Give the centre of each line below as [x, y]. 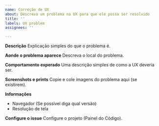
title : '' [15, 19]
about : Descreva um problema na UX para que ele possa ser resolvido [78, 14]
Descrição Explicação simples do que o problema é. [58, 46]
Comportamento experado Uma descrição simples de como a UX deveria [80, 65]
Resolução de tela [30, 109]
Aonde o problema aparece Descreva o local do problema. [65, 55]
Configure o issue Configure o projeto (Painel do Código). [64, 118]
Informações [18, 94]
